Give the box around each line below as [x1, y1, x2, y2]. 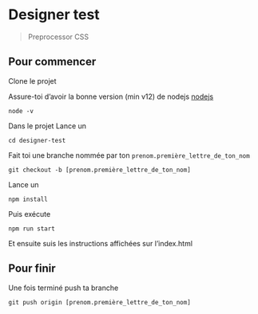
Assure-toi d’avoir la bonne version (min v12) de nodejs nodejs [8, 92, 214, 101]
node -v [8, 107, 34, 115]
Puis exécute [8, 209, 51, 218]
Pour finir [8, 261, 56, 276]
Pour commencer [8, 55, 97, 69]
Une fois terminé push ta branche [8, 283, 119, 292]
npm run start [8, 225, 56, 233]
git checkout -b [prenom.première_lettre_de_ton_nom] [8, 166, 192, 174]
